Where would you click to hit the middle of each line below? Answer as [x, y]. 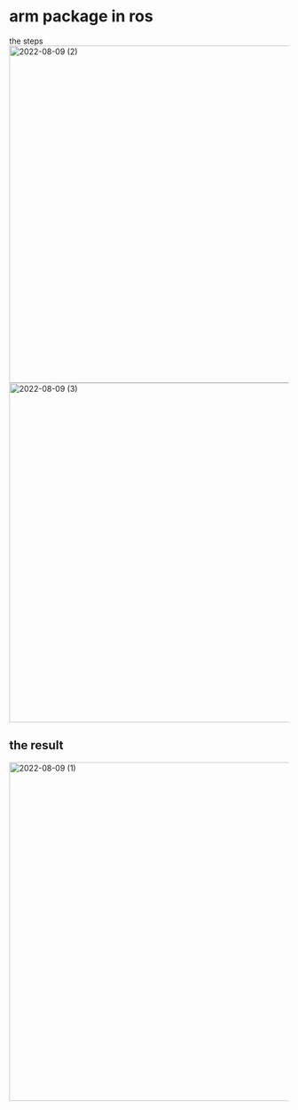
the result [36, 745]
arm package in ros [81, 16]
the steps [26, 41]
